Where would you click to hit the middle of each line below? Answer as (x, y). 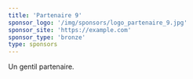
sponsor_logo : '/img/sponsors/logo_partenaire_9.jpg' (98, 23)
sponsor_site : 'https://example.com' (70, 30)
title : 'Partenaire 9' (45, 15)
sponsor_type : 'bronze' (47, 37)
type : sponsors (33, 45)
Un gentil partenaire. (41, 66)
